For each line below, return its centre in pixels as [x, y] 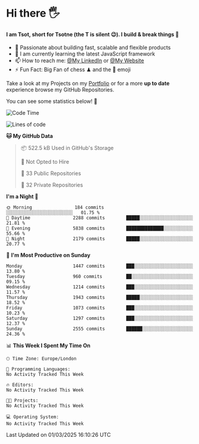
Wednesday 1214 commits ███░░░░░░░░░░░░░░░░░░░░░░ [100, 287]
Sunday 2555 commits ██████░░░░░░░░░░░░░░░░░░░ [100, 329]
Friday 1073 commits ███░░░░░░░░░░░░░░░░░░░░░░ [100, 308]
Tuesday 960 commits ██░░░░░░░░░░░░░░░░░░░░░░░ [100, 277]
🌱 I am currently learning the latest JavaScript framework [85, 54]
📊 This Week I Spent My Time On [48, 345]
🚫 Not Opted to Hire [45, 162]
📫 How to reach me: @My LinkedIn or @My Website [79, 61]
